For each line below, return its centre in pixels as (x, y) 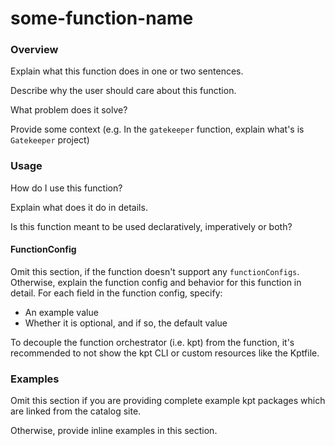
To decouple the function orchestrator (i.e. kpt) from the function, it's (152, 342)
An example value (61, 312)
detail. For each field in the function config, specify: (116, 293)
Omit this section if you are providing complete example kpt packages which (168, 401)
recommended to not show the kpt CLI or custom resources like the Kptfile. (165, 353)
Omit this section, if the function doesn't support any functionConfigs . (155, 271)
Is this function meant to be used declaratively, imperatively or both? (151, 226)
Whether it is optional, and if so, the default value (126, 323)
